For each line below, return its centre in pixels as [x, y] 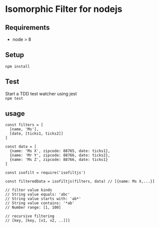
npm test [14, 98]
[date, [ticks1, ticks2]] [37, 134]
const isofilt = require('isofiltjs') [45, 173]
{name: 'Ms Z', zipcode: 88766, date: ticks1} [59, 160]
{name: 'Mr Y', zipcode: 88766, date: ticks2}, [60, 155]
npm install [17, 66]
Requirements [27, 28]
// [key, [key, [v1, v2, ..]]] [38, 221]
